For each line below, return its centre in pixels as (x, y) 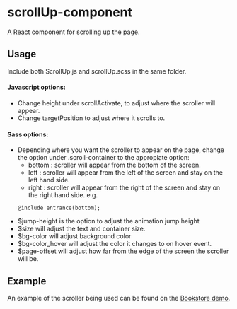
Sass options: (28, 134)
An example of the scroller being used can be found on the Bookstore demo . (119, 298)
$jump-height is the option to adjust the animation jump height (108, 221)
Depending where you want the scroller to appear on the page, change (121, 150)
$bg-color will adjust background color (74, 236)
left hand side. (49, 180)
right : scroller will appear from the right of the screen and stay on (124, 187)
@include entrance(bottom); (59, 208)
